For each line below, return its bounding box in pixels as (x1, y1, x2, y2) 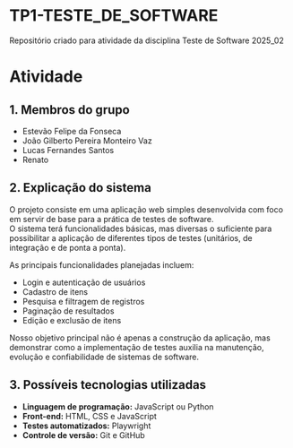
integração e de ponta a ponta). (9, 242, 126, 253)
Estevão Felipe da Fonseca (22, 125, 122, 136)
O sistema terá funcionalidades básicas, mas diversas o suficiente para (9, 223, 272, 234)
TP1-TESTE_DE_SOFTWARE (9, 5, 219, 26)
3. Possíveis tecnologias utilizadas (9, 377, 207, 392)
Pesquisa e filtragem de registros (22, 296, 145, 306)
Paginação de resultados (22, 306, 115, 316)
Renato (22, 154, 49, 165)
